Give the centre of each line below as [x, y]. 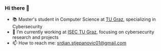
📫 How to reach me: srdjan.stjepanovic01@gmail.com [69, 43]
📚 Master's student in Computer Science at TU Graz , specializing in [84, 19]
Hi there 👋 [17, 8]
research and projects [35, 37]
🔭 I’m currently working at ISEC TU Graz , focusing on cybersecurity [83, 32]
